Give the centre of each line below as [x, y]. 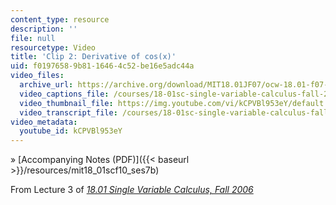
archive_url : [46, 85]
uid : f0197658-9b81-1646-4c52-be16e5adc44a [102, 66]
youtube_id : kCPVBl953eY [71, 131]
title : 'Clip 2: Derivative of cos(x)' [93, 57]
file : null [33, 38]
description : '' [44, 29]
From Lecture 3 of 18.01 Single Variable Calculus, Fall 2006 [132, 190]
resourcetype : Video [53, 47]
